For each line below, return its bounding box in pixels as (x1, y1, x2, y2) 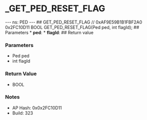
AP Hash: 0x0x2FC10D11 (12, 105, 62, 111)
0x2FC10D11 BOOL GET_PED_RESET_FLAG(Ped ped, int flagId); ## (5, 24, 139, 30)
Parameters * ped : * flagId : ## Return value (5, 29, 94, 35)
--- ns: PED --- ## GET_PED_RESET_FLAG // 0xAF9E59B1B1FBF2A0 (5, 19, 143, 25)
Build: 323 (12, 110, 33, 116)
